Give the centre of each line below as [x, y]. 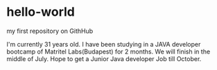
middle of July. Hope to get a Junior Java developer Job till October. [104, 58]
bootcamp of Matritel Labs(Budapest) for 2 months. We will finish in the [108, 51]
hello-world [41, 12]
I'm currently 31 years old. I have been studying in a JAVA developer [104, 44]
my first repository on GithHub [50, 31]
